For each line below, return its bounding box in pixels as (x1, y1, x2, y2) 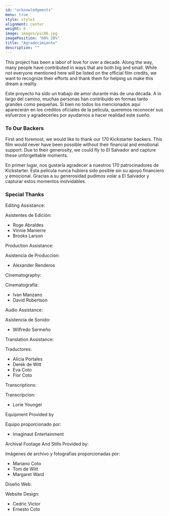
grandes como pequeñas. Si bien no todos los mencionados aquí (5, 101, 141, 107)
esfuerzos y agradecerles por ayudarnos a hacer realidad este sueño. (5, 112, 151, 118)
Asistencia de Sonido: (5, 317, 51, 323)
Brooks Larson (12, 233, 43, 239)
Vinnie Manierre (12, 228, 46, 234)
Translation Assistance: (5, 337, 54, 343)
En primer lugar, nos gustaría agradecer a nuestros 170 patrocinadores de (5, 162, 159, 168)
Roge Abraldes (12, 222, 44, 228)
